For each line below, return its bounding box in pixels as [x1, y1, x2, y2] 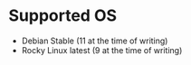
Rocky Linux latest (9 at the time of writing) [21, 44, 183, 55]
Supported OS [8, 5, 118, 26]
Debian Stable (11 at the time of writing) [21, 35, 168, 46]
